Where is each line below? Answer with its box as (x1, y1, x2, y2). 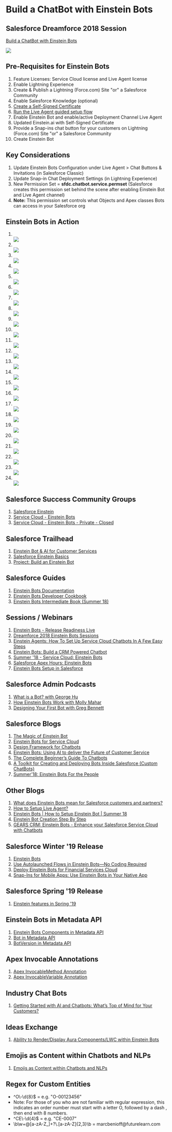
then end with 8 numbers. (13, 1110, 68, 1116)
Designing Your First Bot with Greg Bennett (13, 704, 104, 711)
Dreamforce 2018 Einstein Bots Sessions (13, 632, 99, 638)
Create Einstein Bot (13, 136, 54, 142)
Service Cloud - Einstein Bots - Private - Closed (13, 519, 114, 526)
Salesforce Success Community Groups (6, 495, 136, 504)
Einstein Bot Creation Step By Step (13, 816, 87, 823)
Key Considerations (6, 151, 71, 160)
